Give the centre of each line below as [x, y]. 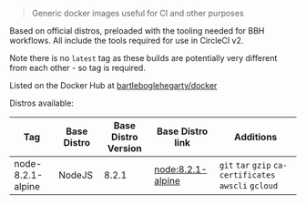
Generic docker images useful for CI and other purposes [138, 13]
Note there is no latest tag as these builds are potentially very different [143, 58]
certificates [247, 175]
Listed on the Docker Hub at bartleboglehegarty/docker [113, 85]
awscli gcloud [249, 186]
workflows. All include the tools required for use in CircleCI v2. [127, 41]
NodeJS [76, 175]
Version [125, 148]
